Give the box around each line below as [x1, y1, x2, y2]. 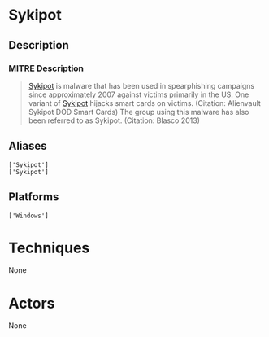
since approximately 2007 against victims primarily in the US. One [28, 90, 249, 99]
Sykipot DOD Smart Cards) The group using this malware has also [28, 107, 249, 116]
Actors [8, 294, 55, 313]
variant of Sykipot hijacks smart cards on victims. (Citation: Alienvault [28, 98, 262, 107]
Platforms [8, 190, 59, 204]
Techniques [8, 239, 90, 257]
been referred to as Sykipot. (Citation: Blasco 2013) [28, 116, 201, 125]
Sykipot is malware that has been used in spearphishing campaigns [28, 81, 254, 90]
